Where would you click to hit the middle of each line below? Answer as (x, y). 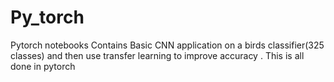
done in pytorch (43, 66)
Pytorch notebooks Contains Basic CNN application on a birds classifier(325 (167, 45)
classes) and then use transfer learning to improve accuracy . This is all (157, 55)
